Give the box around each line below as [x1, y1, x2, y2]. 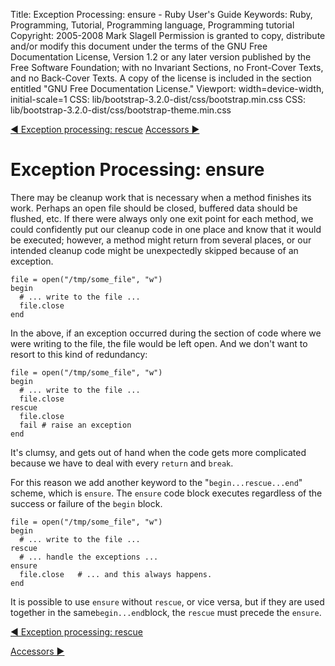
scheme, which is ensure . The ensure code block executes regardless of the [10, 487, 323, 499]
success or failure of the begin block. [10, 497, 163, 509]
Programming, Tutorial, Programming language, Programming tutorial [10, 19, 295, 31]
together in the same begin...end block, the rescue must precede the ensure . [10, 606, 322, 618]
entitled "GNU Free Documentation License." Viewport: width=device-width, [10, 83, 325, 94]
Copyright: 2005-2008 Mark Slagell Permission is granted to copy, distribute [10, 30, 326, 41]
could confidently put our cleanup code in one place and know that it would [10, 223, 322, 235]
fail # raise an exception [19, 420, 132, 430]
